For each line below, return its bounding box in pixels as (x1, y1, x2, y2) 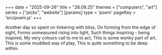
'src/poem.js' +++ (5, 15, 42, 20)
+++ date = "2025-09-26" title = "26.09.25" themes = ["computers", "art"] (5, 4, 158, 10)
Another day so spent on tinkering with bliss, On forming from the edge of (5, 24, 156, 30)
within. (5, 46, 19, 51)
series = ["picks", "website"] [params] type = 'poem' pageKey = (5, 9, 136, 15)
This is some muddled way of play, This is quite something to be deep (5, 40, 148, 46)
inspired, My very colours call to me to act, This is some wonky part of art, (5, 35, 157, 41)
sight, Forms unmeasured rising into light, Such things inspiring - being (5, 30, 150, 35)
